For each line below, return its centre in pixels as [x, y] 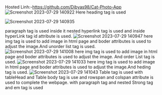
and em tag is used [24, 87]
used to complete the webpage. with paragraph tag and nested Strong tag [79, 82]
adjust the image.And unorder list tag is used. [50, 46]
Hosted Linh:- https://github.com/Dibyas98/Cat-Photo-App [63, 7]
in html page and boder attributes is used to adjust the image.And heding [78, 67]
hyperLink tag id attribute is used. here [79, 36]
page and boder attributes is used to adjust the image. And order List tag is [80, 57]
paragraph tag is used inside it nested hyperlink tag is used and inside [75, 31]
